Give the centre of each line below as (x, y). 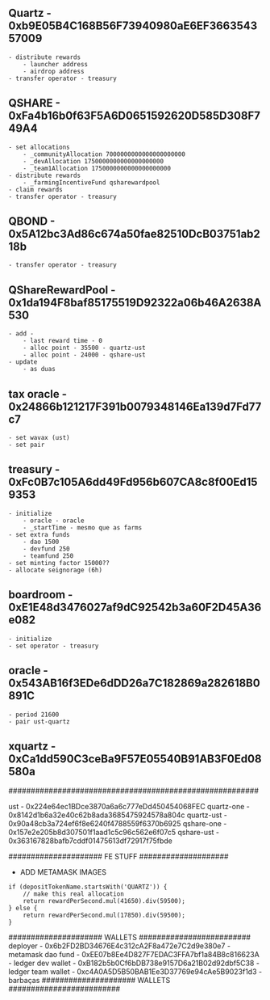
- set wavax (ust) (39, 438)
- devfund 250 (46, 549)
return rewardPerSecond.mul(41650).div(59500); (104, 901)
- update (23, 362)
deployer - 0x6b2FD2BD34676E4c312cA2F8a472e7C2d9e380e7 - (120, 946)
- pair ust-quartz (39, 722)
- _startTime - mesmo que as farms (83, 527)
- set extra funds (39, 534)
